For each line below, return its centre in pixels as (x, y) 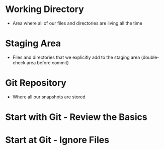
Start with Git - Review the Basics (76, 117)
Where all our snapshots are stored (49, 97)
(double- (150, 57)
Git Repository (36, 83)
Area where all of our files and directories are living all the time (77, 23)
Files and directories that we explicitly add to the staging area (76, 57)
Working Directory (45, 9)
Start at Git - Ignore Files (57, 140)
